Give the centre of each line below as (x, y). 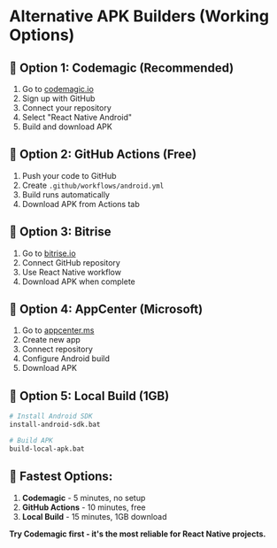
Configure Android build (66, 359)
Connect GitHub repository (71, 262)
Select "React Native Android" (77, 117)
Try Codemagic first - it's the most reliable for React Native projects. (138, 534)
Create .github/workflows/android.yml (93, 185)
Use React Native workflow (72, 272)
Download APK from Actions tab (81, 204)
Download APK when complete (78, 282)
